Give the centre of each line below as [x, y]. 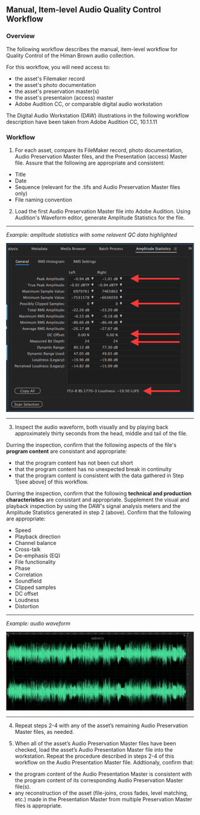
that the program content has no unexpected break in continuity [93, 469]
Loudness [27, 600]
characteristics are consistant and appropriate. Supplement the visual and [98, 500]
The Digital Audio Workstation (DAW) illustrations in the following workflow [98, 115]
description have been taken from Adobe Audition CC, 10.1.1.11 [82, 122]
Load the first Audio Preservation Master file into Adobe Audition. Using [103, 211]
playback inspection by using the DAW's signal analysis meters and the [93, 506]
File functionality [35, 562]
